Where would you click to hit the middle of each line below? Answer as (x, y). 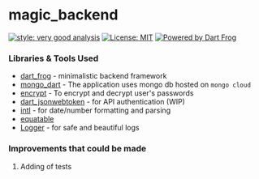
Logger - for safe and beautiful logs (80, 128)
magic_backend (63, 15)
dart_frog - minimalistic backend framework (93, 76)
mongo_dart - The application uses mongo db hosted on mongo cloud (136, 85)
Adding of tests (46, 166)
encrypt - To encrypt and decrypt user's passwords (107, 93)
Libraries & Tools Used (54, 58)
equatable (37, 119)
